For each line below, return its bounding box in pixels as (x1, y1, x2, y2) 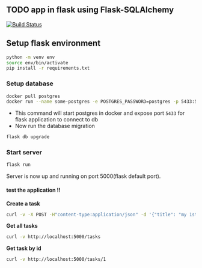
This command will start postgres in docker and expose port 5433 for (14, 109, 185, 117)
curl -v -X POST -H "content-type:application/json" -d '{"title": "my (6, 212, 187, 218)
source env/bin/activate (6, 59, 69, 65)
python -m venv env (6, 54, 55, 60)
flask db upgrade (6, 134, 50, 140)
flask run (6, 162, 31, 168)
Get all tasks (6, 222, 38, 230)
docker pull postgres (6, 93, 61, 99)
